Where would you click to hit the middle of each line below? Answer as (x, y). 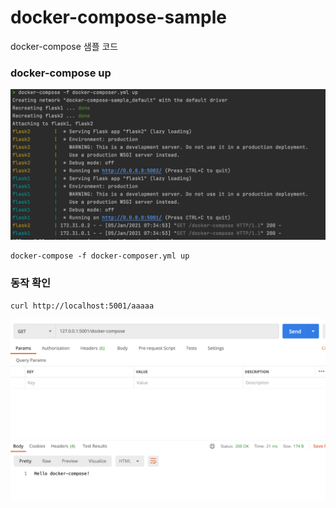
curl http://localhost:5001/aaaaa (82, 306)
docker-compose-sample (118, 17)
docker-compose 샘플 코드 (64, 46)
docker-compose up (61, 73)
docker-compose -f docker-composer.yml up (100, 256)
